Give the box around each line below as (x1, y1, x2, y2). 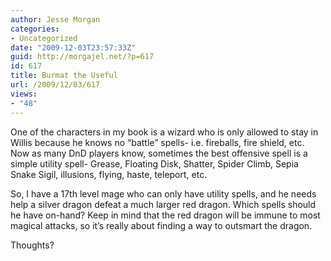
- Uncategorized (10, 33, 78, 43)
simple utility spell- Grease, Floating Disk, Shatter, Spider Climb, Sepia (10, 157, 299, 170)
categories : (10, 24, 60, 34)
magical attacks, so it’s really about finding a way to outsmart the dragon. (10, 219, 313, 231)
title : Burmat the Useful (10, 71, 118, 81)
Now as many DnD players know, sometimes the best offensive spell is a (10, 147, 308, 159)
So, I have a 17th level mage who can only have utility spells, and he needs (10, 187, 317, 200)
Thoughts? (10, 239, 55, 251)
